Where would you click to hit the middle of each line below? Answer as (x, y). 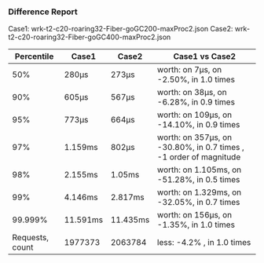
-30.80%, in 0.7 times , (201, 148)
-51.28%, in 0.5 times (198, 180)
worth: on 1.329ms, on (199, 192)
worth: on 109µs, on (194, 115)
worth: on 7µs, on (189, 70)
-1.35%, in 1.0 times (196, 225)
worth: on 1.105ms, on (199, 170)
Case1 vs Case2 (205, 57)
